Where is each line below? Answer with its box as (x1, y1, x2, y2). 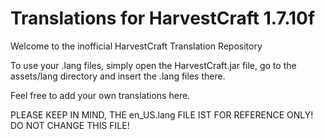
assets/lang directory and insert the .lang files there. (10, 70, 226, 82)
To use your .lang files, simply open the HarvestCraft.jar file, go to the (10, 59, 297, 71)
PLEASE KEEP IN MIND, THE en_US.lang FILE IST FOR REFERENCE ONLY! (10, 108, 314, 121)
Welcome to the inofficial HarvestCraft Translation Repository (10, 40, 263, 52)
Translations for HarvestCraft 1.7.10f (10, 7, 316, 30)
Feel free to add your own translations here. (10, 89, 191, 101)
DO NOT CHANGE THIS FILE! (10, 119, 130, 131)
